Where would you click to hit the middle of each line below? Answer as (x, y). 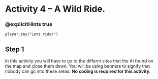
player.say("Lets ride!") (32, 34)
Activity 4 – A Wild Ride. (55, 9)
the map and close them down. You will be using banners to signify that (78, 66)
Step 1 (15, 49)
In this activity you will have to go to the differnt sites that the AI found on (79, 61)
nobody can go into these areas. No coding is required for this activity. (78, 71)
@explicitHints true (29, 24)
